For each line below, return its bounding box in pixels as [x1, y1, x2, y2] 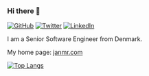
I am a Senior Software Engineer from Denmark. [7, 35, 143, 43]
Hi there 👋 [7, 6, 41, 16]
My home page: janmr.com [7, 48, 83, 57]
